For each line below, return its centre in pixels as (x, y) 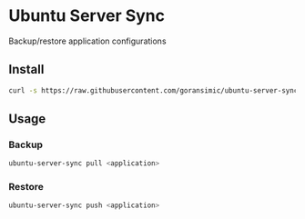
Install (26, 70)
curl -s (23, 90)
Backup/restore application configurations (87, 41)
